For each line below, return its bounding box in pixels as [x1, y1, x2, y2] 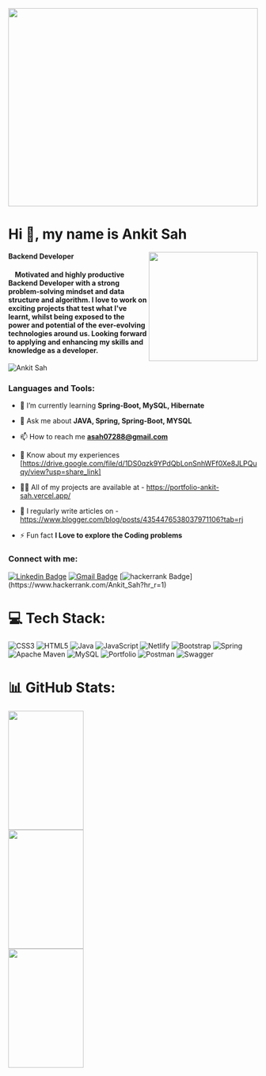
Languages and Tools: [8, 383, 95, 394]
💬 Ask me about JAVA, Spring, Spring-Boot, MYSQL [19, 416, 192, 426]
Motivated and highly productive [14, 270, 125, 279]
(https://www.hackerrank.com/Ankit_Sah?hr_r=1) [8, 580, 167, 589]
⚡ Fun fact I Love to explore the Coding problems [19, 530, 183, 540]
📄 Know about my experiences [19, 450, 120, 460]
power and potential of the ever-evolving [8, 320, 146, 330]
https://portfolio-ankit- [146, 483, 219, 492]
